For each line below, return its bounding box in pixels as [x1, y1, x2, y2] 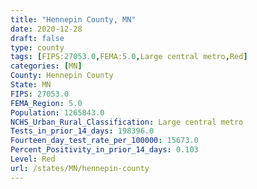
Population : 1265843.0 [10, 107, 105, 118]
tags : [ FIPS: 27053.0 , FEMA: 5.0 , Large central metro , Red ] [10, 52, 248, 62]
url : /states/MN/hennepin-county [10, 163, 150, 173]
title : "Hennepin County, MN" [10, 14, 137, 25]
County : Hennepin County [10, 71, 114, 81]
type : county [10, 42, 65, 53]
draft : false [10, 33, 65, 43]
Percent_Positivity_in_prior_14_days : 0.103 [10, 145, 199, 155]
